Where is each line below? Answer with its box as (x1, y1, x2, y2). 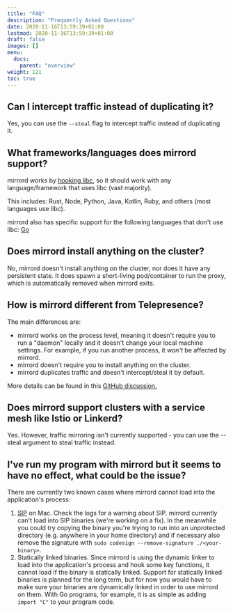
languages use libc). (7, 205, 65, 212)
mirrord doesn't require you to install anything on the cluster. (17, 360, 191, 369)
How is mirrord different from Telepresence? (7, 299, 204, 311)
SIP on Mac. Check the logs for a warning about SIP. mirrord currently (17, 509, 218, 518)
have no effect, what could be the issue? (7, 470, 186, 481)
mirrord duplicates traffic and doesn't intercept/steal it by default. (17, 368, 205, 376)
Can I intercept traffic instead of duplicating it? (7, 100, 214, 112)
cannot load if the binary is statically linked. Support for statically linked (17, 568, 223, 577)
